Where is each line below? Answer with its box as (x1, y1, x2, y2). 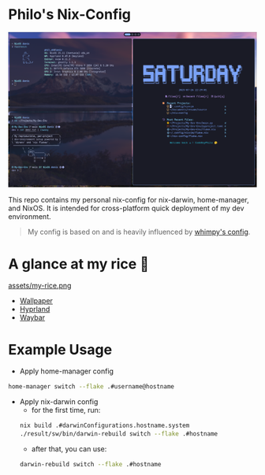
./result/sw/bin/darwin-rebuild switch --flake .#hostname (19, 430, 218, 438)
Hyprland (19, 305, 50, 314)
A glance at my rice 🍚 (8, 254, 150, 273)
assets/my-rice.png (8, 281, 72, 291)
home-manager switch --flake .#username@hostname (8, 383, 175, 391)
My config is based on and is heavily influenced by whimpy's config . (27, 227, 251, 237)
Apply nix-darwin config (19, 397, 99, 406)
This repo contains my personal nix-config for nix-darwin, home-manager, (8, 195, 250, 205)
